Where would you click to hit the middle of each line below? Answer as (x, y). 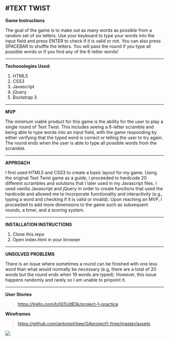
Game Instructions (25, 20)
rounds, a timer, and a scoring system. (45, 210)
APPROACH (18, 163)
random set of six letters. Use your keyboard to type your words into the (80, 35)
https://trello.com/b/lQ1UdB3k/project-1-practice (68, 304)
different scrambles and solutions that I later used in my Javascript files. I (81, 183)
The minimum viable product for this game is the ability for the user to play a (84, 121)
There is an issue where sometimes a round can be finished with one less (81, 263)
